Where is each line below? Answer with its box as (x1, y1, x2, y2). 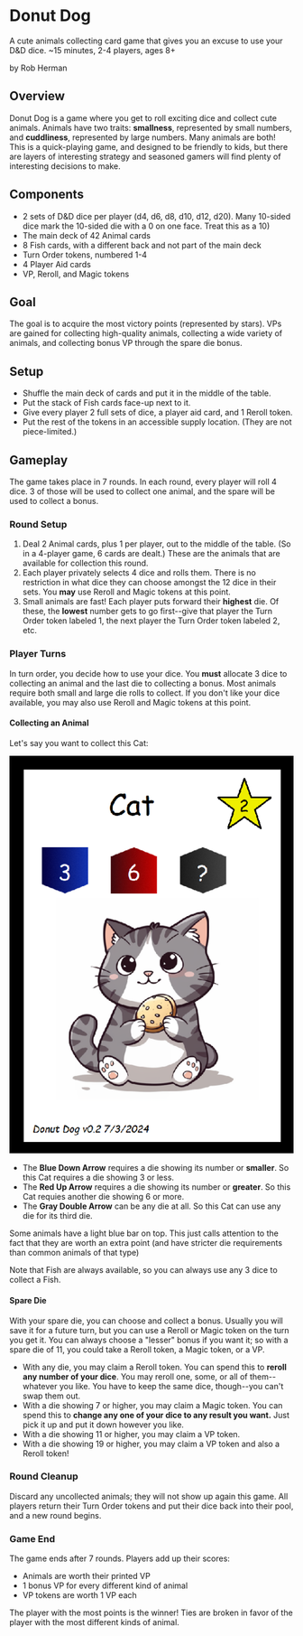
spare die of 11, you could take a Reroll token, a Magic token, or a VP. (9, 1343, 265, 1355)
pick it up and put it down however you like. (22, 1419, 185, 1430)
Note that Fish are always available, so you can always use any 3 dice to (9, 1265, 278, 1276)
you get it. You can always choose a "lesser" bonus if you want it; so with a (9, 1334, 289, 1345)
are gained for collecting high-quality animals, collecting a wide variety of (9, 328, 283, 339)
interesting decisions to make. (9, 160, 121, 172)
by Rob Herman (9, 62, 68, 73)
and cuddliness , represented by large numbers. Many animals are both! (9, 132, 277, 143)
